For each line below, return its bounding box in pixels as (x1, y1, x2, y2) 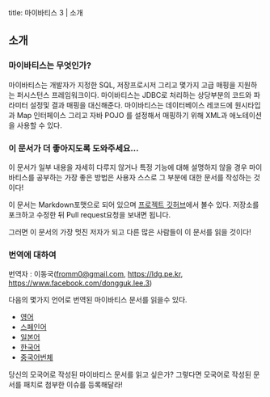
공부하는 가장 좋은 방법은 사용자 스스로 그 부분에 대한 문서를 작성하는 (36, 172, 252, 182)
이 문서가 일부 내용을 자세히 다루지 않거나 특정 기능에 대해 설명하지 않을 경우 (8, 162, 248, 172)
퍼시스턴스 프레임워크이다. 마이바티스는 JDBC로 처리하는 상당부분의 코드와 (16, 90, 252, 99)
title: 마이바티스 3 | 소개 (8, 8, 83, 17)
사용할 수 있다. (16, 120, 63, 130)
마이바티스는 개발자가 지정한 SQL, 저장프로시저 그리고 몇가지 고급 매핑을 (8, 80, 236, 90)
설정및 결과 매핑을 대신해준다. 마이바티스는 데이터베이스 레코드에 (29, 100, 233, 110)
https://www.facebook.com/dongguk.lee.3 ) (8, 278, 153, 288)
